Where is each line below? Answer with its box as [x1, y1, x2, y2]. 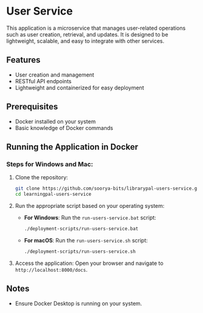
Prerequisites [6, 101, 58, 112]
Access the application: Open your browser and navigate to [15, 260, 164, 267]
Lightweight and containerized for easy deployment [15, 84, 144, 91]
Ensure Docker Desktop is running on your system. [15, 300, 142, 307]
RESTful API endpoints [15, 77, 72, 84]
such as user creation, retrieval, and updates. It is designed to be [6, 30, 168, 38]
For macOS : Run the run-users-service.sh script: [24, 236, 148, 244]
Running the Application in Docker [6, 142, 138, 152]
